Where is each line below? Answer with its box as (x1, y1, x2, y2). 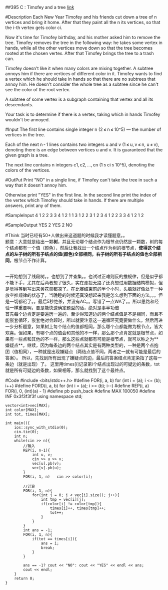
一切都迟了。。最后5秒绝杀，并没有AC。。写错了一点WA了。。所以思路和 (9, 298, 155, 304)
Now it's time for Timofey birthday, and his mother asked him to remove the (5, 35, 161, 40)
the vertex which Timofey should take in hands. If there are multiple (5, 198, 144, 203)
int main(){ (5, 421, 30, 426)
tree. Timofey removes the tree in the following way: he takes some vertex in (5, 40, 162, 46)
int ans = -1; (23, 528, 52, 533)
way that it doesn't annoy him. (5, 182, 67, 188)
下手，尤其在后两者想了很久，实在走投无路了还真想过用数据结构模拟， (13, 280, 158, 285)
